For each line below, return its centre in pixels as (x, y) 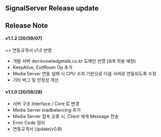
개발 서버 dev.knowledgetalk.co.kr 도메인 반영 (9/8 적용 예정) (74, 61)
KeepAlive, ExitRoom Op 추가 (43, 67)
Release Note (27, 26)
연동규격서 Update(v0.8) (37, 129)
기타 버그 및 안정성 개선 (36, 80)
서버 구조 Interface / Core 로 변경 (46, 104)
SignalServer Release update (52, 8)
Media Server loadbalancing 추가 (47, 110)
